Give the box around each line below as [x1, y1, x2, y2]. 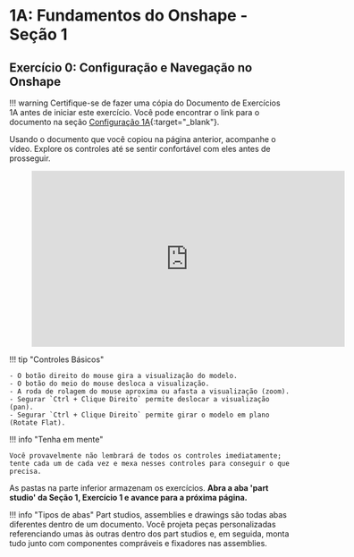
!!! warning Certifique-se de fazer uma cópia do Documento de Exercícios [9, 97, 281, 108]
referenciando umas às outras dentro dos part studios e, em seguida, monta [9, 528, 290, 539]
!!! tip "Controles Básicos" [9, 354, 105, 365]
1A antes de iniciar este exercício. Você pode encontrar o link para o [9, 107, 260, 117]
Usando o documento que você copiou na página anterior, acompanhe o [9, 134, 277, 144]
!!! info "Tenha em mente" [9, 435, 104, 444]
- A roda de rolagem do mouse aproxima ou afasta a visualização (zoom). [9, 387, 291, 396]
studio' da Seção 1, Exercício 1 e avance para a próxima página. [9, 493, 248, 502]
